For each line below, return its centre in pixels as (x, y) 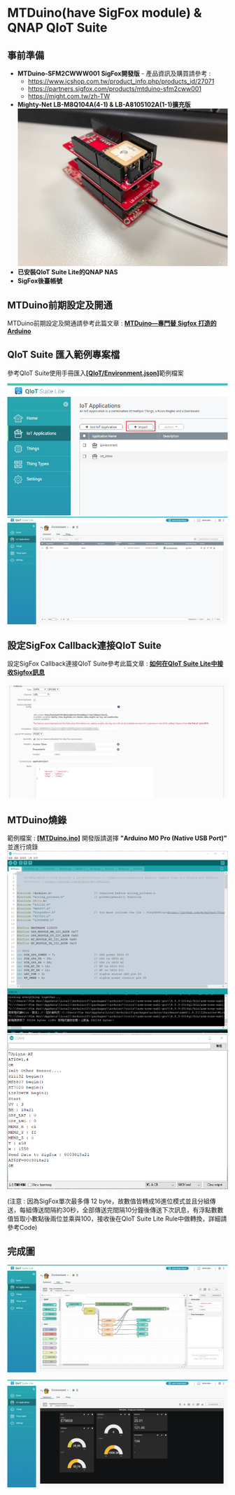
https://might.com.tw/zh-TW (69, 96)
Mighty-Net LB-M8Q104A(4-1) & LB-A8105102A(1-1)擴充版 (104, 104)
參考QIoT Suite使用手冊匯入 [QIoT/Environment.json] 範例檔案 (95, 373)
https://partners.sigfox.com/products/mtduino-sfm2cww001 (114, 89)
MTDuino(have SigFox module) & (105, 13)
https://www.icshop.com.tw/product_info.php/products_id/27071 (121, 81)
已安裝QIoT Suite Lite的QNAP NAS (67, 272)
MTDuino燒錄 (37, 820)
